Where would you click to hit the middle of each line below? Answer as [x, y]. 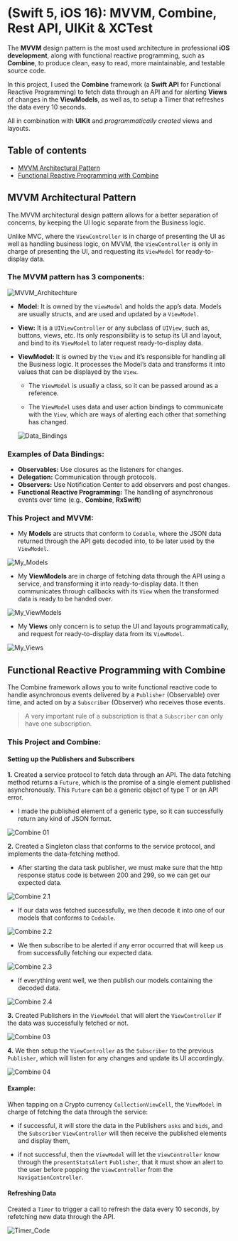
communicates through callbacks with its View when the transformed [118, 591]
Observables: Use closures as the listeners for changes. [101, 470]
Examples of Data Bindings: [56, 454]
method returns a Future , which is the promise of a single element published [119, 783]
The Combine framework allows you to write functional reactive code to [112, 687]
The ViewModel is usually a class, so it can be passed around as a [123, 385]
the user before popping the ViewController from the [95, 1169]
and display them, [44, 1140]
